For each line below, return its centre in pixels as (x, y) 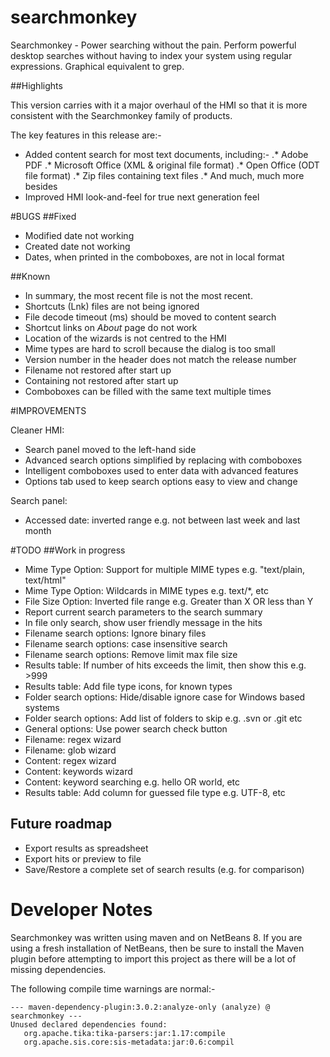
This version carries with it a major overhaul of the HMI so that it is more (159, 105)
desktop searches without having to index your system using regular (151, 55)
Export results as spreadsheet (86, 848)
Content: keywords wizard (78, 771)
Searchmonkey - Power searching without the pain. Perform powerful (153, 45)
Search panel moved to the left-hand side (110, 449)
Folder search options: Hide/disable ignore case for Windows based (165, 697)
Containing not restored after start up (101, 380)
